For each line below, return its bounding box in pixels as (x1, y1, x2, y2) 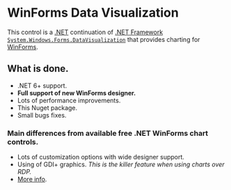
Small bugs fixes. (17, 111, 67, 119)
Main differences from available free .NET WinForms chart (7, 128, 209, 138)
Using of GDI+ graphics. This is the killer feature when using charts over (17, 160, 225, 168)
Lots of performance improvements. (17, 96, 121, 104)
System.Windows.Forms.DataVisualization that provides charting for (7, 35, 200, 43)
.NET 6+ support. (17, 81, 67, 90)
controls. (7, 137, 39, 147)
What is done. (7, 63, 69, 74)
